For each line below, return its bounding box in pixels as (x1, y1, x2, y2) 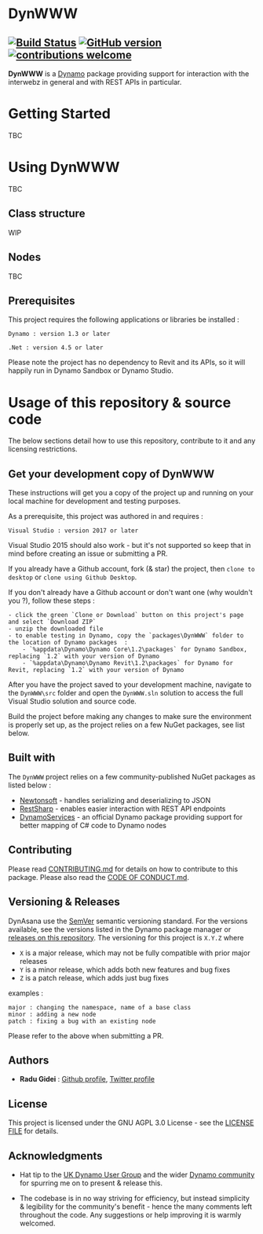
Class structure (8, 207, 86, 221)
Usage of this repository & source (8, 393, 232, 411)
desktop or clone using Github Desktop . (8, 572, 137, 582)
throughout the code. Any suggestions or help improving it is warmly (19, 1210, 242, 1219)
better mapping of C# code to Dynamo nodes (19, 820, 167, 830)
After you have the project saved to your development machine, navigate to (8, 680, 252, 689)
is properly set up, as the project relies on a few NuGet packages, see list (8, 720, 245, 730)
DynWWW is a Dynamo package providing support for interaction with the (8, 69, 250, 78)
